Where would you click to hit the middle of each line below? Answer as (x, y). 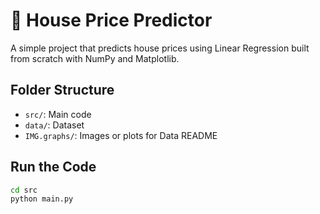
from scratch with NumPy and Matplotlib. (95, 58)
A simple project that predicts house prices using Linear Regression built (160, 48)
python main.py (42, 199)
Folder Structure (62, 90)
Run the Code (53, 167)
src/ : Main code (58, 114)
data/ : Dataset (54, 125)
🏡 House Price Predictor (111, 20)
